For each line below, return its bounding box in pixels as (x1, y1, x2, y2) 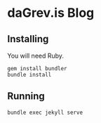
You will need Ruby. (7, 51, 65, 60)
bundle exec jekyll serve (7, 109, 83, 116)
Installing (7, 33, 49, 45)
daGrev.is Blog (7, 5, 95, 21)
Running (7, 90, 46, 103)
